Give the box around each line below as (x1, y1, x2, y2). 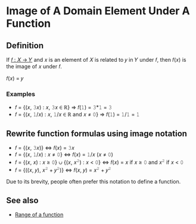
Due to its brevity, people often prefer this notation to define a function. (6, 178, 181, 185)
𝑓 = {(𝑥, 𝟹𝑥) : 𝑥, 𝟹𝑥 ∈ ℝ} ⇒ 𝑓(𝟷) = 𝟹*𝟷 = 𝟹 (14, 104, 112, 111)
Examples (6, 90, 36, 98)
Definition (6, 40, 43, 51)
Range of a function (14, 211, 64, 218)
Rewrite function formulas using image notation (6, 128, 188, 138)
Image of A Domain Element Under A (6, 4, 191, 18)
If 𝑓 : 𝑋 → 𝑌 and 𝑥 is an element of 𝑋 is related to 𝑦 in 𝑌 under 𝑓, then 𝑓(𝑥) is (6, 56, 186, 63)
